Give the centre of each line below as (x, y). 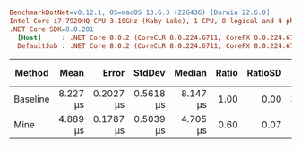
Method (32, 73)
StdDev (149, 73)
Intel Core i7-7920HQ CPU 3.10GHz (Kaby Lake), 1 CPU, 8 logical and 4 (146, 21)
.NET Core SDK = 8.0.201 (52, 29)
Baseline (32, 99)
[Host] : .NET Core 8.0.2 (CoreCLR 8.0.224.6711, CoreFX (134, 37)
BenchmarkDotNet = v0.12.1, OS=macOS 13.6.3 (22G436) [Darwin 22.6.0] (140, 12)
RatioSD (264, 73)
